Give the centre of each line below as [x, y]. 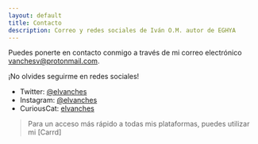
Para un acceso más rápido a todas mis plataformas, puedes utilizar [139, 124]
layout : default [35, 15]
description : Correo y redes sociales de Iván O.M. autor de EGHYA [122, 30]
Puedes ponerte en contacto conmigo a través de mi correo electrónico [125, 53]
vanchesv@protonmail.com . [54, 61]
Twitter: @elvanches [53, 92]
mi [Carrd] [44, 132]
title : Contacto [35, 23]
